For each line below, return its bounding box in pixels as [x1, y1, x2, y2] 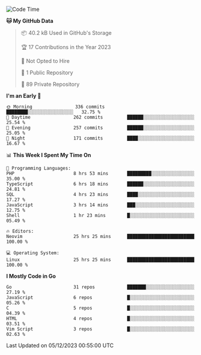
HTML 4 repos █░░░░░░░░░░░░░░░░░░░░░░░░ [6, 315, 195, 321]
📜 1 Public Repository [20, 69, 73, 76]
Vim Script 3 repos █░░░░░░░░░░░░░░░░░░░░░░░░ [6, 326, 195, 332]
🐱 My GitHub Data [6, 17, 54, 24]
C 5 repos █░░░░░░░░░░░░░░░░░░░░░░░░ [6, 305, 195, 311]
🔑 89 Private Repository [20, 81, 80, 88]
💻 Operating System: [6, 250, 60, 256]
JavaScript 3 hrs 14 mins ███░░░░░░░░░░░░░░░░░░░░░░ [6, 202, 195, 208]
